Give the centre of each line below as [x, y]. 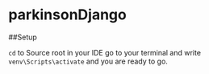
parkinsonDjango [67, 15]
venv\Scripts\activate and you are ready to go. [88, 61]
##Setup [23, 37]
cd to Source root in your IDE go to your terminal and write [105, 52]
